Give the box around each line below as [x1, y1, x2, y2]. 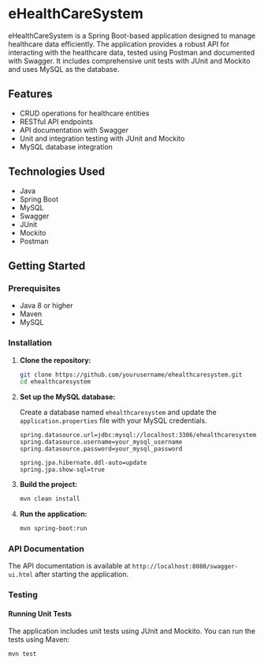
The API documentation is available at [8, 561, 131, 571]
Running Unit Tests [8, 609, 73, 618]
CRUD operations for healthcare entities [19, 108, 150, 118]
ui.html [8, 571, 34, 579]
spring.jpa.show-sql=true [19, 466, 105, 474]
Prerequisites [8, 282, 61, 293]
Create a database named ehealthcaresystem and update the [19, 408, 217, 417]
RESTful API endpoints [19, 116, 93, 126]
